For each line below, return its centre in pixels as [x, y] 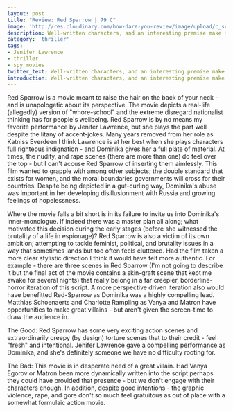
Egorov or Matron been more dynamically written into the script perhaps [110, 373]
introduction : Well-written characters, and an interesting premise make [116, 78]
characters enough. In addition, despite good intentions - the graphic [106, 388]
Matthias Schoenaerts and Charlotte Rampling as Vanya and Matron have [112, 303]
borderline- [196, 280]
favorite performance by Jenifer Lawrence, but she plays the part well [107, 127]
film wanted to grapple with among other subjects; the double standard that [115, 171]
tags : [15, 46]
